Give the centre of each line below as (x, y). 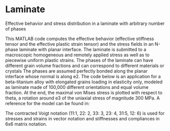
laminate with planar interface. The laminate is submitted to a (83, 49)
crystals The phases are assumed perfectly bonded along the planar (76, 71)
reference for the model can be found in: (48, 103)
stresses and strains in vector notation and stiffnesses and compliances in (82, 118)
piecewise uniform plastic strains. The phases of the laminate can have (79, 60)
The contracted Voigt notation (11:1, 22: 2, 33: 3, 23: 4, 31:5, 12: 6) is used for (85, 113)
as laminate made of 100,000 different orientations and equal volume (77, 87)
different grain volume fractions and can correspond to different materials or (85, 65)
